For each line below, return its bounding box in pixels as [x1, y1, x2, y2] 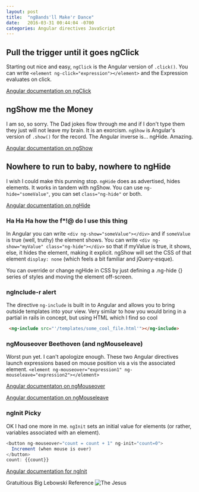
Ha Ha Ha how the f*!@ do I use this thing [6, 217, 128, 225]
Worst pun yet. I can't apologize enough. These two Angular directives [6, 353, 179, 361]
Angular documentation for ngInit [6, 468, 87, 475]
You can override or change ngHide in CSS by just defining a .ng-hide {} [6, 267, 183, 274]
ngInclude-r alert [6, 288, 56, 296]
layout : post [6, 8, 39, 15]
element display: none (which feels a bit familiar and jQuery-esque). [6, 255, 174, 262]
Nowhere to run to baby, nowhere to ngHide [6, 162, 171, 172]
